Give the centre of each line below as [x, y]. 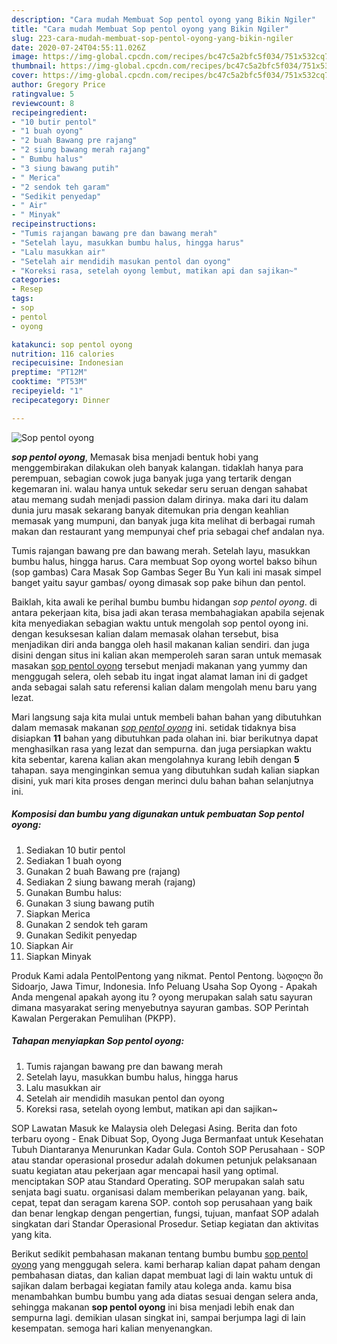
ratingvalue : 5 [43, 94]
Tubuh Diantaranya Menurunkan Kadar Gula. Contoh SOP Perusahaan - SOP [168, 1149]
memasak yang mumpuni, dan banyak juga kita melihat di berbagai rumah [163, 520]
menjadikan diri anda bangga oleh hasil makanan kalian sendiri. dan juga [160, 644]
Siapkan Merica [58, 913]
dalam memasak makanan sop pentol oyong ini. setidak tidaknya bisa [154, 727]
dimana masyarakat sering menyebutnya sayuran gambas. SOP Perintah [160, 1007]
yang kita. [32, 1234]
